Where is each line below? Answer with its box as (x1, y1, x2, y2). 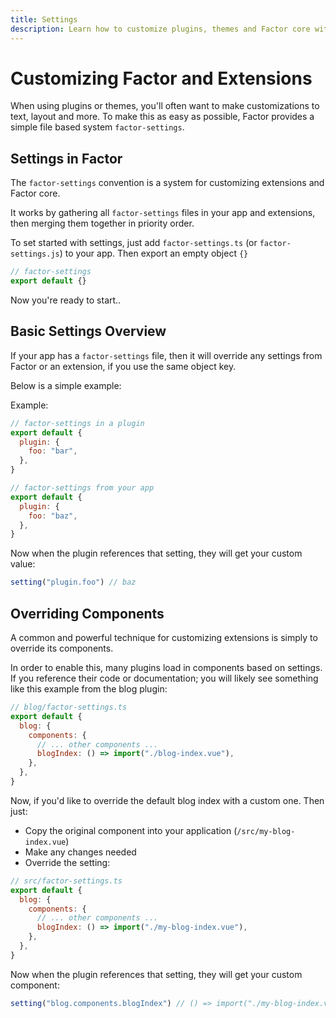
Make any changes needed (24, 846, 137, 858)
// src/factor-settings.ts (10, 876, 123, 886)
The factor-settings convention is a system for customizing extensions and (10, 177, 325, 189)
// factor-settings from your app (10, 483, 155, 493)
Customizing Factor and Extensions (10, 67, 313, 90)
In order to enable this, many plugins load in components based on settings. (10, 662, 323, 673)
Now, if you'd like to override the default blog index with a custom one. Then (10, 794, 325, 806)
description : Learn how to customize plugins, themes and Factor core (10, 24, 311, 34)
